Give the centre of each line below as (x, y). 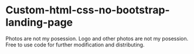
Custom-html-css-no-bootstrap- (88, 10)
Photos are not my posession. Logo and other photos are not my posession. (97, 38)
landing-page (39, 22)
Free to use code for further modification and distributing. (75, 45)
